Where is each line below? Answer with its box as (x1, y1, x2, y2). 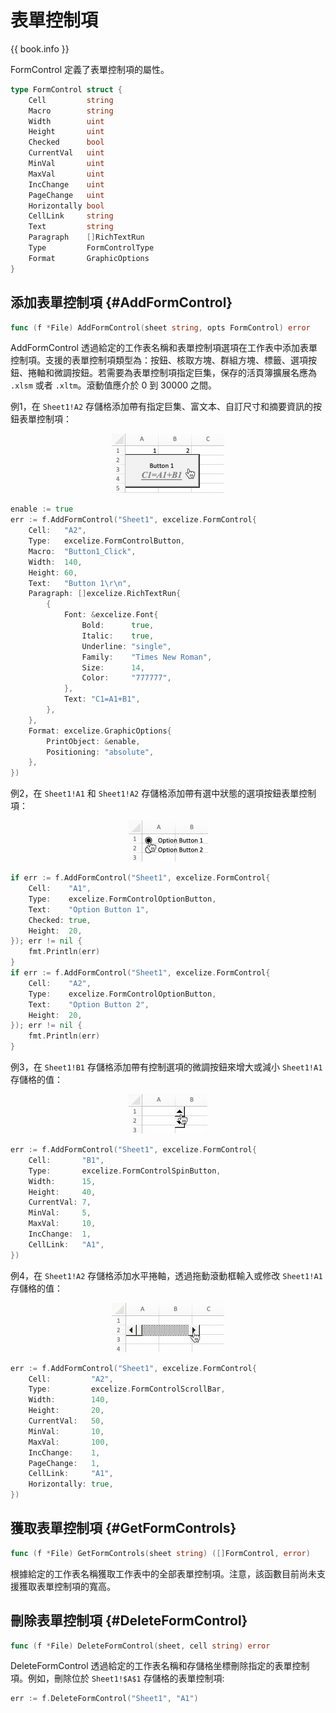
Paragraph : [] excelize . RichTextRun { (28, 589, 182, 599)
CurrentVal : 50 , (28, 1416, 105, 1426)
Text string (28, 222, 114, 232)
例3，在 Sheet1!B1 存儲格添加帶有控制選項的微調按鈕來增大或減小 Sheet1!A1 (10, 1061, 323, 1073)
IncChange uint (28, 179, 105, 190)
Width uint (28, 116, 105, 126)
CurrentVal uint (28, 148, 105, 158)
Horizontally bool (28, 201, 105, 211)
